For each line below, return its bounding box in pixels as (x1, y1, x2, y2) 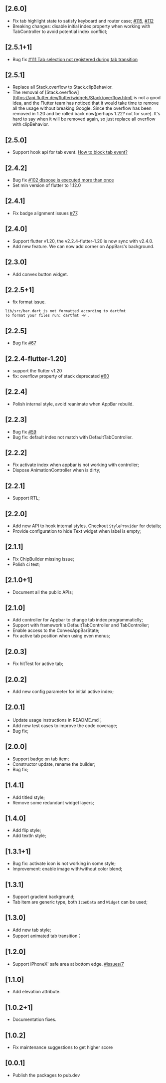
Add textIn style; (12, 832, 46, 839)
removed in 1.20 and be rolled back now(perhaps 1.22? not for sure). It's (12, 111, 161, 117)
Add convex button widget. (12, 271, 68, 277)
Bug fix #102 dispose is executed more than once (12, 177, 114, 183)
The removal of (12, 89, 44, 95)
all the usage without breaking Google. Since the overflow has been (12, 105, 152, 111)
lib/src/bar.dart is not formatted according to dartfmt (5, 309, 126, 314)
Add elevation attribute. (12, 989, 61, 995)
